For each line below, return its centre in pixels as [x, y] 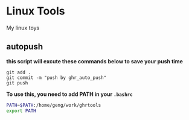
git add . [19, 72]
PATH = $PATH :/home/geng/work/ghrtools [54, 105]
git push [17, 83]
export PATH [21, 111]
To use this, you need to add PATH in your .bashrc [69, 94]
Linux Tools [36, 11]
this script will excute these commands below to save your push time [94, 61]
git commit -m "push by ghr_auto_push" [56, 77]
